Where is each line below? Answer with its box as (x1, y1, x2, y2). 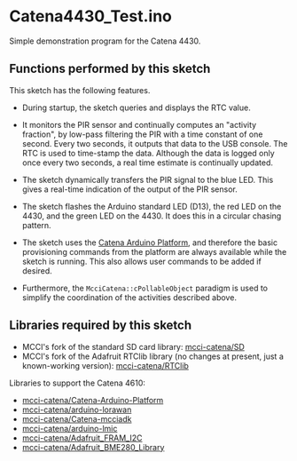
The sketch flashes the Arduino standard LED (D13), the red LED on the (21, 201, 282, 211)
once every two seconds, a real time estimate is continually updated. (21, 157, 273, 168)
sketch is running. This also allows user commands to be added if (21, 256, 262, 266)
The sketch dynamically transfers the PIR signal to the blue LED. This (21, 174, 274, 185)
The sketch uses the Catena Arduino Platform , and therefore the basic (21, 237, 278, 248)
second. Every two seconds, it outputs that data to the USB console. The (21, 138, 288, 148)
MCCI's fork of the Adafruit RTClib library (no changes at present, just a (21, 351, 284, 362)
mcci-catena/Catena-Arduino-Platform (21, 394, 164, 405)
